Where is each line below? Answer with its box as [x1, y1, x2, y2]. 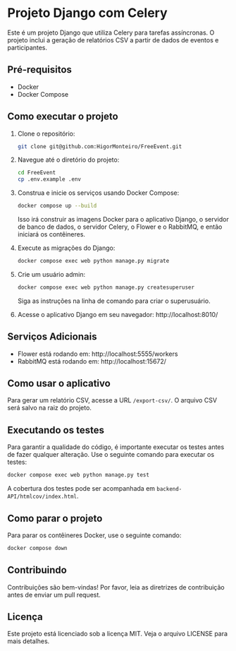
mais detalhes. [7, 637, 50, 645]
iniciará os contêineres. [17, 230, 86, 239]
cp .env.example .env [17, 176, 81, 183]
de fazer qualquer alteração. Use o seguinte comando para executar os [7, 450, 215, 459]
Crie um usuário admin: [17, 270, 86, 278]
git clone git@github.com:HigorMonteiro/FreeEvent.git [17, 143, 182, 150]
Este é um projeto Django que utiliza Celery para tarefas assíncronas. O [7, 28, 215, 37]
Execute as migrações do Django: [17, 244, 116, 252]
